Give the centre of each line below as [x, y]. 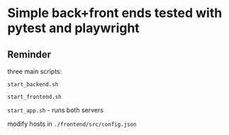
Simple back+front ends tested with [115, 13]
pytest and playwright [73, 28]
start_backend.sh [33, 85]
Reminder [29, 54]
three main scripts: [35, 71]
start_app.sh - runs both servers [56, 110]
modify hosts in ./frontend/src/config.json [72, 124]
